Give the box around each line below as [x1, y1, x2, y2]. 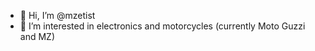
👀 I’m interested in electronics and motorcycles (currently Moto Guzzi [19, 20, 306, 32]
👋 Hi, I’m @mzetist [19, 10, 96, 21]
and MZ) [19, 31, 55, 42]
